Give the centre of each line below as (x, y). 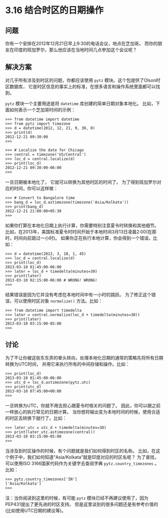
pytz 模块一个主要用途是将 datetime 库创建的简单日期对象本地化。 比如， (80, 103)
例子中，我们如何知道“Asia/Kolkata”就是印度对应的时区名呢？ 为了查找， (84, 457)
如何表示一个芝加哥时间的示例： (42, 110)
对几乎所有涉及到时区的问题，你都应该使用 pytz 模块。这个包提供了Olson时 (83, 80)
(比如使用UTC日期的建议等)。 (36, 510)
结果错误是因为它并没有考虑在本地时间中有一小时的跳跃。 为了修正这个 (78, 294)
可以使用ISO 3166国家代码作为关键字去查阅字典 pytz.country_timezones (79, 463)
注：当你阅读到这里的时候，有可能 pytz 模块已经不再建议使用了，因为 (77, 498)
